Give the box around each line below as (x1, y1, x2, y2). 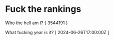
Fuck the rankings (5, 3, 81, 15)
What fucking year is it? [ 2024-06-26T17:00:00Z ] (5, 29, 109, 35)
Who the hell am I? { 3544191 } (5, 20, 68, 26)
